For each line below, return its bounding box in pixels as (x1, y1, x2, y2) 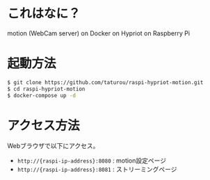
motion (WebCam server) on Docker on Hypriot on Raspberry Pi (7, 28, 190, 38)
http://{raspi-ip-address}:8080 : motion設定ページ (17, 156, 167, 165)
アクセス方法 (7, 117, 80, 133)
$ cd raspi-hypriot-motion (7, 85, 86, 92)
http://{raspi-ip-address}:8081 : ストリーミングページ (17, 165, 177, 174)
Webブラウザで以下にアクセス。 (7, 142, 99, 150)
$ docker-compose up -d (7, 92, 76, 99)
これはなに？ (7, 6, 81, 22)
